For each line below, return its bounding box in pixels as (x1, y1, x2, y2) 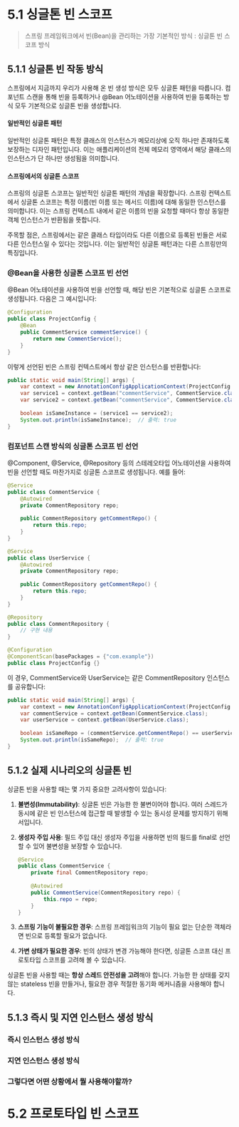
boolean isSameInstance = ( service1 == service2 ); (20, 409, 174, 417)
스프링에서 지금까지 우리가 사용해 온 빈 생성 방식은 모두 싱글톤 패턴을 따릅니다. (7, 83, 224, 92)
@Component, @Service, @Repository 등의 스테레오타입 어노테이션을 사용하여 (7, 458, 231, 467)
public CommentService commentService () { (20, 329, 148, 336)
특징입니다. (7, 249, 38, 257)
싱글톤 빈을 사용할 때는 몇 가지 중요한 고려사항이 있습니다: (7, 785, 167, 793)
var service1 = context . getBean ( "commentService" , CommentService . (20, 390, 224, 397)
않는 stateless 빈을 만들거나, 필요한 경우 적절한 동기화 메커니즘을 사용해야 (7, 979, 212, 988)
